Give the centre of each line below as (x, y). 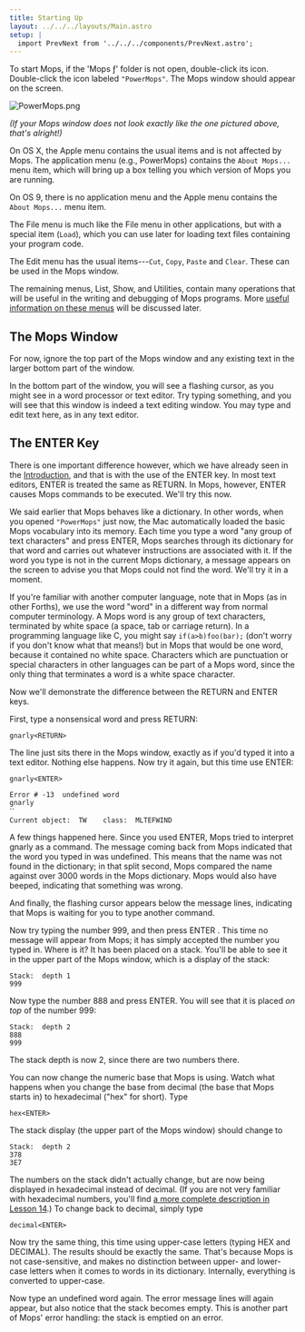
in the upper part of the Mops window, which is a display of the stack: (140, 959)
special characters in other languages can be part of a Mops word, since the (152, 664)
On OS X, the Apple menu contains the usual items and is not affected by (146, 151)
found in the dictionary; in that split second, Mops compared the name (141, 866)
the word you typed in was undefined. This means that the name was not (146, 856)
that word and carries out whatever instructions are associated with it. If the (151, 550)
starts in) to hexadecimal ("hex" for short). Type (99, 1097)
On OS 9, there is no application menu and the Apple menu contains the (143, 197)
